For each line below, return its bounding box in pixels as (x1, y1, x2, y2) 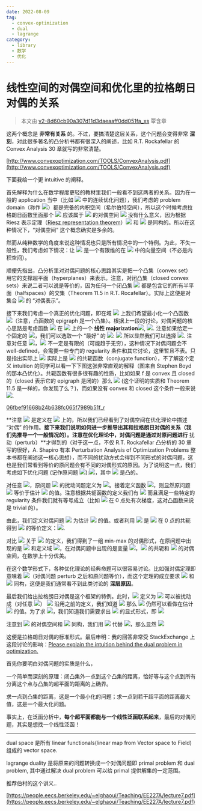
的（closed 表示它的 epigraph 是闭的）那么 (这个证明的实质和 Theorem (6, 377, 189, 384)
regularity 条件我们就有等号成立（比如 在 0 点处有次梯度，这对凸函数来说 (6, 496, 194, 503)
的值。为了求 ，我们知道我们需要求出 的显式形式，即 (13, 607, 157, 615)
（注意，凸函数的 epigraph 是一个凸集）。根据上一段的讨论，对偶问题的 (12, 317, 188, 324)
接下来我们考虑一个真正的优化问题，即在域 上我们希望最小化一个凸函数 (6, 309, 189, 317)
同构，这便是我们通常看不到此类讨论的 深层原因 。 (13, 580, 136, 587)
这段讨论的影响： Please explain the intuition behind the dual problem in (6, 640, 183, 648)
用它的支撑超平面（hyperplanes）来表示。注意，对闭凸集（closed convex (6, 274, 189, 281)
